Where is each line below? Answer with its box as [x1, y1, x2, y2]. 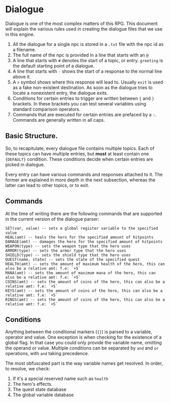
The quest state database [12, 386, 67, 393]
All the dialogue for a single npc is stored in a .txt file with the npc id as [12, 41, 164, 47]
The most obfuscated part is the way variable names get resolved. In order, [5, 360, 163, 366]
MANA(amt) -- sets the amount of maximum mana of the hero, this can [5, 270, 156, 276]
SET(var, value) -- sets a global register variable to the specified [5, 226, 158, 231]
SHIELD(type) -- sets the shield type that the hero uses [5, 252, 131, 258]
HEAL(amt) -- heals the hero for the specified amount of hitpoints [5, 234, 154, 240]
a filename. [12, 46, 37, 52]
